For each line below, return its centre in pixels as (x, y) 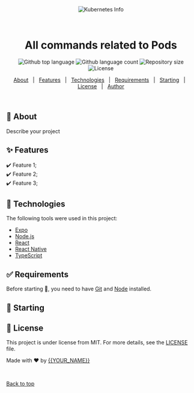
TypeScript (29, 256)
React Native (31, 249)
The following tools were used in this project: (62, 218)
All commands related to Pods (101, 45)
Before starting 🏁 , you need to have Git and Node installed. (79, 289)
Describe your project (33, 131)
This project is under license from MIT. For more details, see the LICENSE (97, 343)
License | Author (101, 86)
